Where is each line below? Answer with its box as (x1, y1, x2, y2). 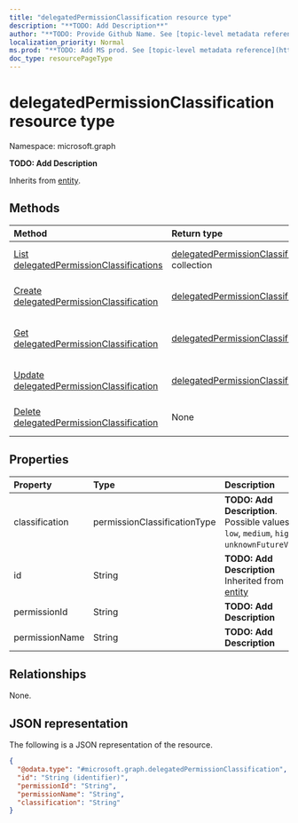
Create (13, 284, 43, 297)
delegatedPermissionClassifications (13, 258, 163, 271)
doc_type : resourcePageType (9, 54, 114, 63)
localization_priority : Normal (9, 37, 125, 47)
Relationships (9, 667, 87, 682)
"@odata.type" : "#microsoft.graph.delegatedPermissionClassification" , (17, 765, 288, 774)
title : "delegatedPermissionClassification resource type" (9, 12, 232, 22)
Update (13, 368, 44, 381)
